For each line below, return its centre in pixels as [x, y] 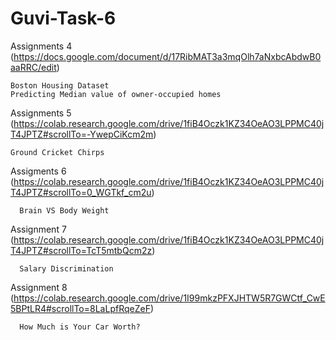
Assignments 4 [41, 46]
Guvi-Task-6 [63, 18]
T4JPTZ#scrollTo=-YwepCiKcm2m [82, 134]
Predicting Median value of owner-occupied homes [116, 94]
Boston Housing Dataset [60, 85]
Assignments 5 [41, 113]
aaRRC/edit [33, 67]
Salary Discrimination [66, 268]
